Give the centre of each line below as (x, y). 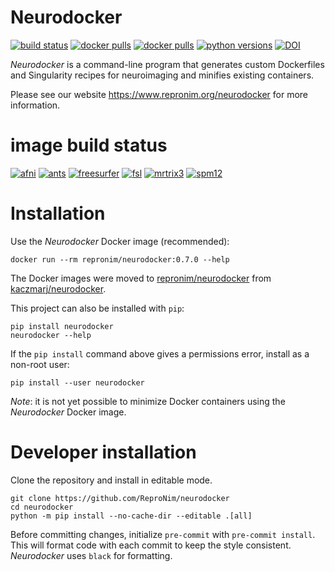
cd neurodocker (42, 507)
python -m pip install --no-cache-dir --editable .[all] (131, 516)
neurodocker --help (51, 335)
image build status (89, 145)
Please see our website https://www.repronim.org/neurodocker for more (159, 94)
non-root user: (40, 364)
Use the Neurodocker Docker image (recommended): (120, 241)
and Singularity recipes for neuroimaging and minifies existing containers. (162, 75)
